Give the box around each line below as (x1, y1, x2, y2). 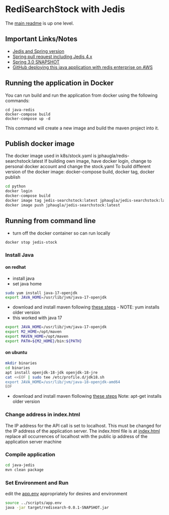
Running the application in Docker (5, 79, 114, 88)
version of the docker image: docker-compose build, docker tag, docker (5, 169, 155, 175)
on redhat (5, 264, 26, 270)
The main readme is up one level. (5, 20, 74, 26)
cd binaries (5, 365, 30, 371)
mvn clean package (5, 467, 44, 472)
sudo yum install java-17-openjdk (5, 290, 78, 296)
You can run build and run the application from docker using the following (5, 92, 157, 98)
